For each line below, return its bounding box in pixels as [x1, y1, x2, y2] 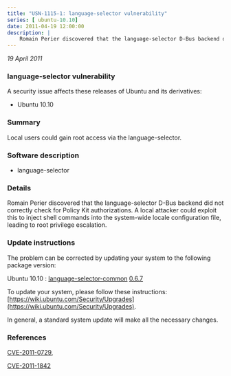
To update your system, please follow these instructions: [7, 287, 167, 296]
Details [7, 183, 32, 192]
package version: [7, 261, 56, 269]
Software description [7, 151, 80, 160]
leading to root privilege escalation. [7, 221, 107, 229]
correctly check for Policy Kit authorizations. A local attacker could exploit [7, 206, 217, 214]
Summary [7, 118, 41, 127]
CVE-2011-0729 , [7, 348, 54, 356]
